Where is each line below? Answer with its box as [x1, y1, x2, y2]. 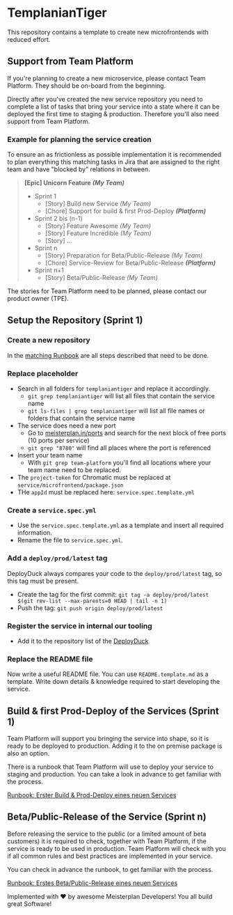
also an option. [7, 749, 50, 758]
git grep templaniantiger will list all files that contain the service [27, 392, 216, 400]
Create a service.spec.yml [7, 505, 97, 515]
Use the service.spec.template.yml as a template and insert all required [17, 521, 224, 530]
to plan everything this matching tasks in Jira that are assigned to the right [7, 158, 220, 166]
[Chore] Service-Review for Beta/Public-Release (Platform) [45, 259, 216, 267]
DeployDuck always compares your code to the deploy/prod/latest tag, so [7, 569, 223, 577]
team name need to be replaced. [27, 466, 122, 474]
